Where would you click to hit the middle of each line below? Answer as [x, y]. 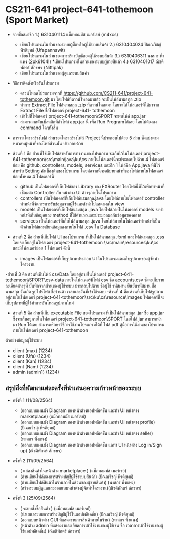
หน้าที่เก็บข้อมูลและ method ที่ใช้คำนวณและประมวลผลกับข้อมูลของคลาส [81, 215]
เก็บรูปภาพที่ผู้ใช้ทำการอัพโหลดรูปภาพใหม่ [40, 303]
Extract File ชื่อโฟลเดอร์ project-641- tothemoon [68, 110]
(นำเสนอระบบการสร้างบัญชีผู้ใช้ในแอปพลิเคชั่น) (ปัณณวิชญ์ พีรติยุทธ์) [77, 514]
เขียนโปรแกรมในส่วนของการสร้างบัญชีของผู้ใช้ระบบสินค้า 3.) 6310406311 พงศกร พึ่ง [92, 56]
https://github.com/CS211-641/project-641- [108, 93]
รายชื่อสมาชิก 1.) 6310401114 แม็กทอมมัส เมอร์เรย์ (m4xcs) [66, 34]
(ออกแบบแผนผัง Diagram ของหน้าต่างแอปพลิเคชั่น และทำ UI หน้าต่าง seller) [87, 433]
